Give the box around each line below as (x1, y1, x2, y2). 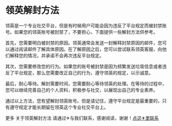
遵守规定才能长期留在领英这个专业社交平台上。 (9, 104, 109, 110)
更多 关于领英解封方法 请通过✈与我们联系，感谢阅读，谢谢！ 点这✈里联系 (5, 115, 159, 121)
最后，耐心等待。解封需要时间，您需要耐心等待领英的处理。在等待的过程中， (5, 80, 167, 87)
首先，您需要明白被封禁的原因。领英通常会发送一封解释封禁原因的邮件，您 (5, 39, 162, 46)
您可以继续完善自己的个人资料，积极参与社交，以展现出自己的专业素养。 (5, 87, 158, 93)
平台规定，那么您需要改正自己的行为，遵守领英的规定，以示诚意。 (14, 69, 154, 75)
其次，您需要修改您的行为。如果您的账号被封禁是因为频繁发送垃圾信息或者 (5, 63, 162, 69)
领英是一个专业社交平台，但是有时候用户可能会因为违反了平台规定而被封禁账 (5, 22, 167, 29)
